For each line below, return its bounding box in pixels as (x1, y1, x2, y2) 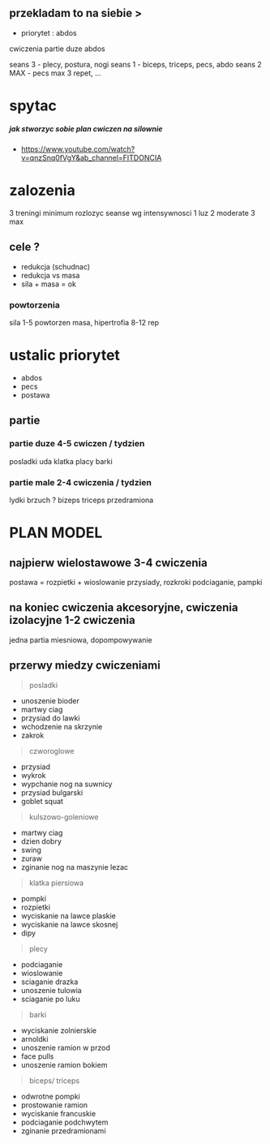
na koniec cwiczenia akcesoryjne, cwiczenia (9, 600, 238, 615)
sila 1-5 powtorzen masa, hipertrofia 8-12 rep (9, 318, 160, 328)
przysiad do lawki (20, 713, 80, 723)
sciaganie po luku (20, 994, 80, 1004)
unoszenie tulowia (20, 985, 82, 995)
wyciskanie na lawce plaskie (20, 910, 117, 920)
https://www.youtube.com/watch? (20, 144, 135, 153)
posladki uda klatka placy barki (9, 456, 113, 466)
